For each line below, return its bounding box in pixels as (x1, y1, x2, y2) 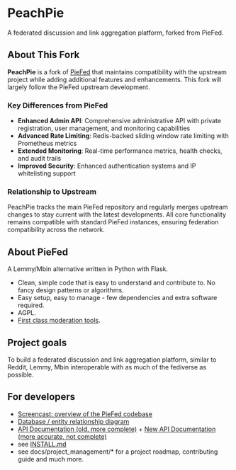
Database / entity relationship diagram (17, 417, 130, 425)
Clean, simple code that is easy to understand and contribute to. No (17, 278, 216, 287)
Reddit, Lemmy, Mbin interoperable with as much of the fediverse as (7, 362, 207, 371)
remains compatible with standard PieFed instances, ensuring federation (7, 218, 219, 227)
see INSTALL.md (17, 440, 67, 448)
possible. (7, 370, 34, 379)
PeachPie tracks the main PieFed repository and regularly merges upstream (7, 203, 228, 212)
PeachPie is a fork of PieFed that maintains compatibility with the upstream (7, 67, 227, 76)
